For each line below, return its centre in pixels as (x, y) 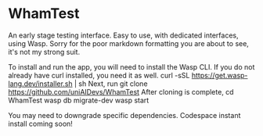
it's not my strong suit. (44, 52)
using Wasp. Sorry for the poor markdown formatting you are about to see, (128, 43)
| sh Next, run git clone (111, 84)
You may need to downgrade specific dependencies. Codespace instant (124, 115)
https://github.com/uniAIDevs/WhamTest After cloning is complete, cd (121, 91)
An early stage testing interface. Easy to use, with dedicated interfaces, (123, 35)
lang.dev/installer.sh (40, 84)
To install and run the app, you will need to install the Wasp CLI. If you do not (131, 66)
